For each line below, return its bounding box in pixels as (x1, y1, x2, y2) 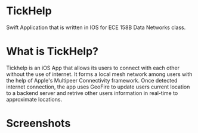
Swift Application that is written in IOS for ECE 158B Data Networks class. (6, 24, 186, 31)
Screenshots (6, 117, 71, 130)
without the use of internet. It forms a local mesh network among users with (6, 70, 193, 78)
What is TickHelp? (6, 45, 99, 58)
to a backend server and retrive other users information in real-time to (6, 89, 178, 96)
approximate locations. (6, 96, 63, 103)
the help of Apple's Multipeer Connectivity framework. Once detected (6, 77, 178, 84)
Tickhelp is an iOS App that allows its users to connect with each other (6, 64, 180, 71)
